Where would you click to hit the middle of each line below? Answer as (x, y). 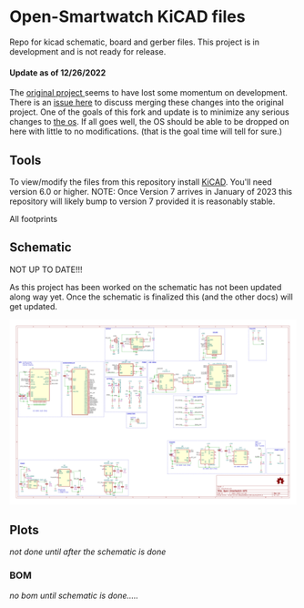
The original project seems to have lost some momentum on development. (149, 93)
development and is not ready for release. (88, 51)
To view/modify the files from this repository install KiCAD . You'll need (141, 182)
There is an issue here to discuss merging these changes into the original (147, 103)
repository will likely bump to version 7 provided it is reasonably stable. (142, 201)
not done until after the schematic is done (88, 552)
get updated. (33, 306)
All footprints (33, 218)
